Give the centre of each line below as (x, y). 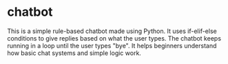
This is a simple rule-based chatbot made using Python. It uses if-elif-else (112, 31)
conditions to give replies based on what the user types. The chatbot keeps (114, 38)
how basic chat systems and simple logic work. (74, 53)
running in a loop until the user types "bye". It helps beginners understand (112, 45)
